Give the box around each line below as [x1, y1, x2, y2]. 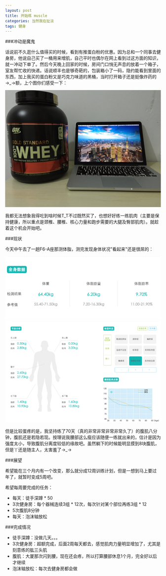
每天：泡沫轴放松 [12, 513, 47, 520]
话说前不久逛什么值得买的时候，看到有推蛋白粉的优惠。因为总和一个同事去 [5, 49, 157, 55]
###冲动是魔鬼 [5, 39, 36, 45]
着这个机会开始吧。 [5, 225, 44, 231]
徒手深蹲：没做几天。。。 [12, 534, 60, 540]
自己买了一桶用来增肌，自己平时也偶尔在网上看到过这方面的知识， [26, 55, 161, 61]
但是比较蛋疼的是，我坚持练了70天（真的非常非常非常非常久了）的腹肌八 [5, 428, 153, 434]
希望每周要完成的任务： [5, 484, 53, 490]
